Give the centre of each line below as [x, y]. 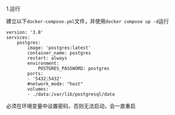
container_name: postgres [59, 53]
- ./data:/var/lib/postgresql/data [71, 94]
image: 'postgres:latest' [59, 48]
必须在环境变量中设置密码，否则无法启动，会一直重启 [71, 106]
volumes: [38, 89]
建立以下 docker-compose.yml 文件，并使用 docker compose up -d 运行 [88, 21]
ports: [35, 74]
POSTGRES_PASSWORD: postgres [74, 68]
